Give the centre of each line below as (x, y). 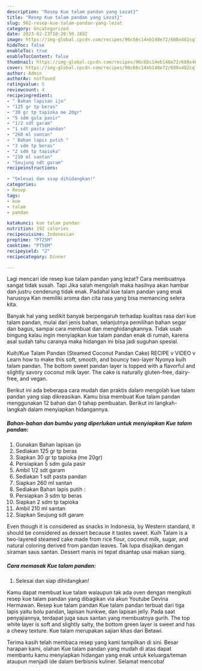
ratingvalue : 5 (26, 85)
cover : (15, 68)
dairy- (183, 372)
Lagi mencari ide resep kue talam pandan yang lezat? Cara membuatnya (96, 279)
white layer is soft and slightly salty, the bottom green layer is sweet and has (101, 624)
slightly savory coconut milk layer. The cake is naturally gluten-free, (91, 372)
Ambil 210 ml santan (40, 508)
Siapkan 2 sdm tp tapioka (47, 502)
